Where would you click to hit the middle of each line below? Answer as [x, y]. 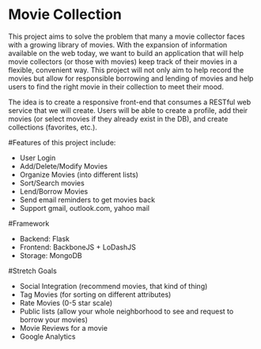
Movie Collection [65, 15]
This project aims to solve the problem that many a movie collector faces [127, 36]
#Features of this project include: [62, 142]
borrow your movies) [54, 319]
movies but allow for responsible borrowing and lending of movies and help [131, 78]
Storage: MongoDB [51, 255]
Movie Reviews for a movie [64, 328]
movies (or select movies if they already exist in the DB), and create [118, 118]
